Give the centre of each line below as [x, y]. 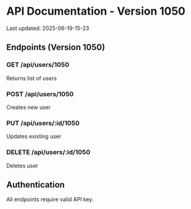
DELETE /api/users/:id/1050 [48, 152]
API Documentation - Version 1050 [96, 11]
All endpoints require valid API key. [50, 199]
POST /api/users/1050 [40, 94]
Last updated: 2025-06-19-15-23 [48, 28]
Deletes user [22, 166]
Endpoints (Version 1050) [56, 47]
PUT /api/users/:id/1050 [43, 123]
